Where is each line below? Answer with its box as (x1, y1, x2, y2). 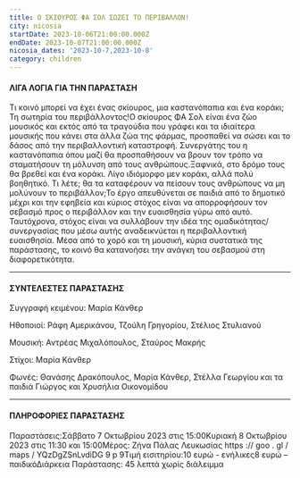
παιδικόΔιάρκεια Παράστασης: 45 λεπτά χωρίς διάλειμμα (9, 458, 225, 469)
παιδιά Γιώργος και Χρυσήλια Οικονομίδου (9, 382, 169, 392)
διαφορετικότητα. (9, 254, 75, 264)
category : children (9, 55, 82, 63)
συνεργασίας (9, 225, 60, 237)
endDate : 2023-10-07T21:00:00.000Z (9, 38, 142, 47)
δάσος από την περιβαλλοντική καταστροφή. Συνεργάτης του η (9, 140, 248, 151)
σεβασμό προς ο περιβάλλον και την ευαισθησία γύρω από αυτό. (9, 206, 253, 217)
